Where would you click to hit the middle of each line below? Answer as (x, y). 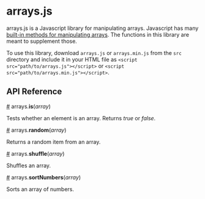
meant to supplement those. (42, 41)
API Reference (34, 92)
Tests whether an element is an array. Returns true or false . (81, 118)
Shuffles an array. (28, 165)
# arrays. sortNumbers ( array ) (44, 177)
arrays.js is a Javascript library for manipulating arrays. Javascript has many (102, 28)
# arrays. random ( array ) (36, 130)
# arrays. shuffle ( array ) (35, 153)
